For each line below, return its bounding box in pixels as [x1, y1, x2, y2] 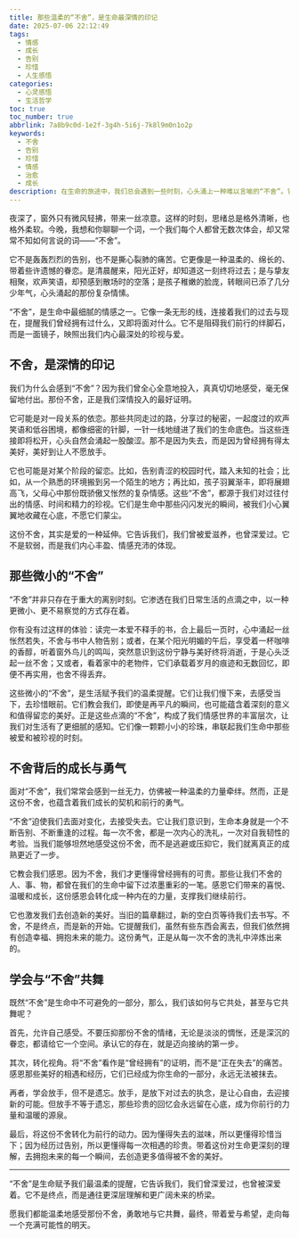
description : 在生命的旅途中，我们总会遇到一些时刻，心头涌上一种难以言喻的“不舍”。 [9, 187, 287, 196]
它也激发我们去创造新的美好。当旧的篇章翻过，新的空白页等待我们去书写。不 [9, 910, 290, 920]
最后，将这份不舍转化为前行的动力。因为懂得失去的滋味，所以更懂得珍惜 [9, 1129, 274, 1140]
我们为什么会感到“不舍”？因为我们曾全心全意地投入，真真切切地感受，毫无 [9, 383, 282, 393]
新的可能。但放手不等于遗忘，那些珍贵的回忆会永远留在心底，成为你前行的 [9, 1099, 282, 1110]
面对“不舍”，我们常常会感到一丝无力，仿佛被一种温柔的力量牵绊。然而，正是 [9, 786, 289, 796]
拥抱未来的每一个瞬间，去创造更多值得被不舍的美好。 [32, 1151, 228, 1162]
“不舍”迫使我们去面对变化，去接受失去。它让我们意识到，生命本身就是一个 [9, 816, 282, 827]
